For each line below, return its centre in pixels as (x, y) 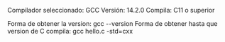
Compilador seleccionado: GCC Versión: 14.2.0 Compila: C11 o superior (111, 10)
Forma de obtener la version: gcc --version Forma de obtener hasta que (112, 23)
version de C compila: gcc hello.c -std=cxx (70, 31)
